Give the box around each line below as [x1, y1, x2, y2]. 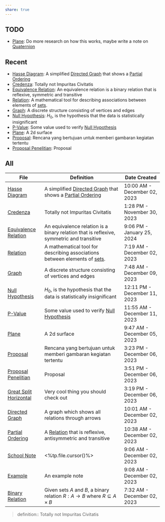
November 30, [124, 208, 158, 215]
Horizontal [7, 394, 32, 401]
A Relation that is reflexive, [44, 429, 106, 435]
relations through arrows [44, 414, 101, 421]
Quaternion [12, 44, 35, 50]
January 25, [124, 229, 152, 236]
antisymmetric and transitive [44, 435, 110, 441]
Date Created [125, 174, 157, 181]
